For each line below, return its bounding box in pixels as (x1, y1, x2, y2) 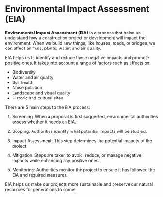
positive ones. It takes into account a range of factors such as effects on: (5, 60, 151, 66)
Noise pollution (12, 84, 43, 90)
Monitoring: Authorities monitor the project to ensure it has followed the (12, 166, 155, 173)
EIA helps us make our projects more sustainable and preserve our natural (5, 181, 153, 187)
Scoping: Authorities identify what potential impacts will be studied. (12, 128, 147, 134)
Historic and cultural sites (12, 95, 64, 100)
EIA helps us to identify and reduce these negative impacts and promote (5, 54, 149, 60)
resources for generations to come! (5, 186, 76, 192)
